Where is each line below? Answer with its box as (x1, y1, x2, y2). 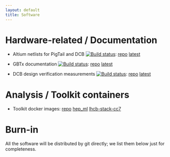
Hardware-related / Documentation (5, 34, 157, 46)
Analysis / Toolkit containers (5, 89, 130, 100)
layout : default (5, 7, 40, 13)
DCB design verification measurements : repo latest (12, 71, 151, 77)
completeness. (5, 146, 37, 152)
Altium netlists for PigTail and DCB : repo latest (12, 51, 140, 57)
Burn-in (5, 124, 39, 136)
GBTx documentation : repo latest (12, 61, 113, 67)
